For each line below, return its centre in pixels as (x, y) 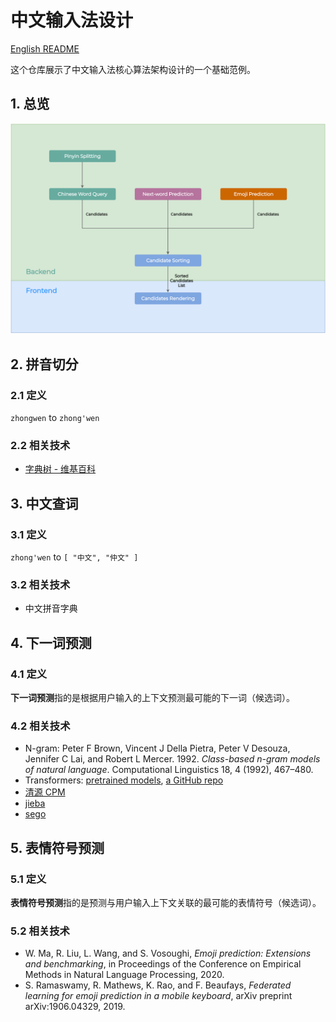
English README (45, 48)
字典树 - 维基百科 (60, 469)
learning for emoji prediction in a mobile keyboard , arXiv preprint (158, 996)
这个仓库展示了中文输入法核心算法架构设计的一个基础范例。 (133, 69)
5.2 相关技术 (40, 931)
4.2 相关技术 (40, 726)
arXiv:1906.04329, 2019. (75, 1007)
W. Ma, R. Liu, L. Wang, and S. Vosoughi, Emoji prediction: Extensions (168, 953)
